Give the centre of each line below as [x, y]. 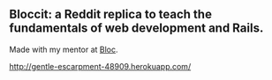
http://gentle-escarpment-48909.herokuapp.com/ [100, 66]
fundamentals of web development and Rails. [136, 29]
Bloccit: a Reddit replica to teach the [110, 15]
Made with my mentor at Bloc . [64, 49]
